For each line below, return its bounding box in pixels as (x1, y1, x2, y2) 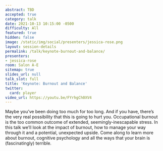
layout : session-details (5, 44, 56, 49)
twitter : (5, 85, 23, 91)
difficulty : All (5, 26, 39, 31)
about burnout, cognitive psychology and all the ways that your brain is (5, 135, 150, 141)
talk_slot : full (5, 76, 39, 81)
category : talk (5, 16, 37, 21)
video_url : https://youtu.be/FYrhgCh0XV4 (5, 95, 92, 100)
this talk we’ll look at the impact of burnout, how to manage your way (5, 125, 146, 131)
